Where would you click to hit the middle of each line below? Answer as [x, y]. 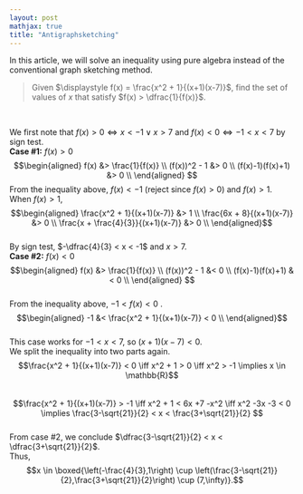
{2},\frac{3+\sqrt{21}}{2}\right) [118, 480]
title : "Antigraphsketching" [64, 34]
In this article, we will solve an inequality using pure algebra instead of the [147, 61]
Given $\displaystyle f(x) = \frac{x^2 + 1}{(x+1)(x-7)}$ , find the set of [160, 88]
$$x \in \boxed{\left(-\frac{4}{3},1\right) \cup [109, 470]
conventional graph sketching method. [81, 70]
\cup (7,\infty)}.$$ [211, 480]
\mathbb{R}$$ [152, 375]
